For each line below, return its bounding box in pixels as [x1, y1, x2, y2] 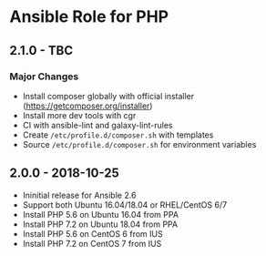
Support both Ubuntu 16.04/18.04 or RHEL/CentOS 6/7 [22, 199, 228, 210]
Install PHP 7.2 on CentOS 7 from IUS [22, 238, 162, 249]
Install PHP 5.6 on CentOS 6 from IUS [22, 228, 163, 239]
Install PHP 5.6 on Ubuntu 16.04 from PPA [22, 209, 179, 220]
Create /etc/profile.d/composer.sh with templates [22, 129, 214, 140]
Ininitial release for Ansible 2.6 [22, 189, 137, 200]
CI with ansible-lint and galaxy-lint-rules [22, 119, 173, 130]
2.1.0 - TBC [9, 43, 74, 58]
